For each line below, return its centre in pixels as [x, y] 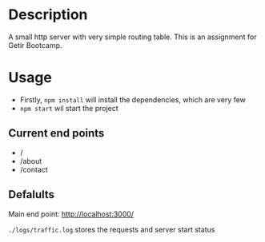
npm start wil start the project [69, 108]
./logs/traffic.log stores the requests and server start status [112, 229]
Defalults [31, 194]
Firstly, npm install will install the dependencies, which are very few [133, 99]
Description [48, 15]
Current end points [56, 133]
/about [31, 161]
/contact [34, 169]
